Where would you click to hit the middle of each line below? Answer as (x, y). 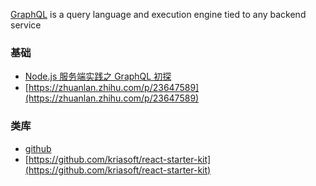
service (26, 25)
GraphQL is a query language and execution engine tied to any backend (158, 14)
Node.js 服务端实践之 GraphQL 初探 (98, 76)
